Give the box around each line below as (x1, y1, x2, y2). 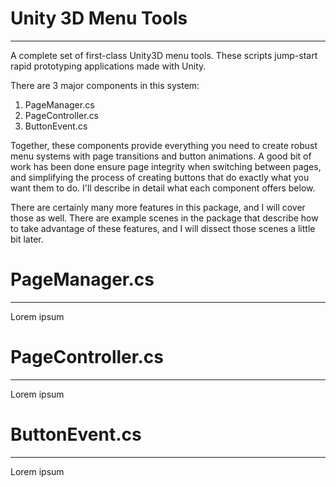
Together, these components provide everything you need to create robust (10, 139, 318, 151)
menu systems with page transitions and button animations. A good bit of (10, 150, 312, 162)
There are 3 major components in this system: (10, 79, 200, 91)
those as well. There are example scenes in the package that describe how (10, 212, 319, 224)
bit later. (10, 233, 44, 245)
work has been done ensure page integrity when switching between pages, (10, 160, 322, 172)
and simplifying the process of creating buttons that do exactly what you (10, 171, 310, 183)
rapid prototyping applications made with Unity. (10, 60, 207, 72)
